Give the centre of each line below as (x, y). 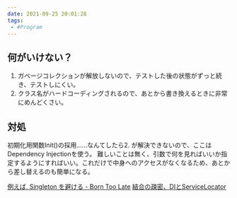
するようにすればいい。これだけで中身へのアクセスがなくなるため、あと (118, 163)
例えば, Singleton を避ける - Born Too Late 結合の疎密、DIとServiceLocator (117, 187)
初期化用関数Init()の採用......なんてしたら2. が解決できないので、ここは (110, 145)
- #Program (26, 27)
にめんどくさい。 (42, 103)
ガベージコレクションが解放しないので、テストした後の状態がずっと (116, 76)
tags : (15, 21)
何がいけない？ (40, 57)
